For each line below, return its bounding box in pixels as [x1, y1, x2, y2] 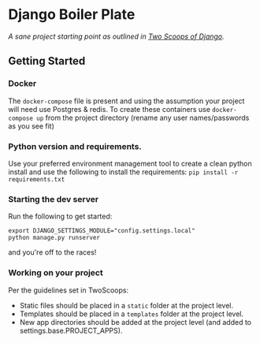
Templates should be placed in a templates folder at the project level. [19, 309, 244, 319]
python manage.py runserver [8, 234, 101, 242]
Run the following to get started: [8, 211, 113, 222]
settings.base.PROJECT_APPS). [19, 326, 123, 335]
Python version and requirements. [8, 140, 142, 151]
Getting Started [8, 54, 86, 68]
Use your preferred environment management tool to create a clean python [8, 158, 252, 168]
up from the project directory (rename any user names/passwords [36, 113, 250, 122]
